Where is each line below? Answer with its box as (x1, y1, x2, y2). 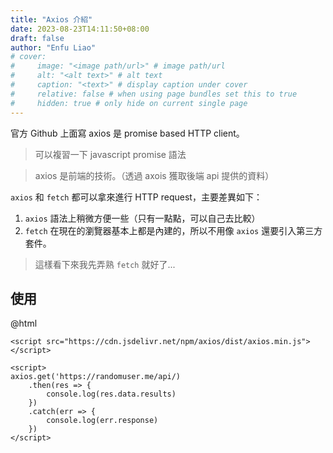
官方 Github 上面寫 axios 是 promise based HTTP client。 (10, 127, 245, 139)
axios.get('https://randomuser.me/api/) (10, 372, 182, 382)
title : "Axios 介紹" (10, 14, 93, 25)
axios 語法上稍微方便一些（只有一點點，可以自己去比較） (24, 212, 261, 224)
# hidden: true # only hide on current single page (10, 98, 248, 108)
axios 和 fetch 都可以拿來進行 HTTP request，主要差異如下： (10, 191, 263, 203)
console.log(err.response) (46, 416, 159, 426)
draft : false (10, 33, 65, 43)
